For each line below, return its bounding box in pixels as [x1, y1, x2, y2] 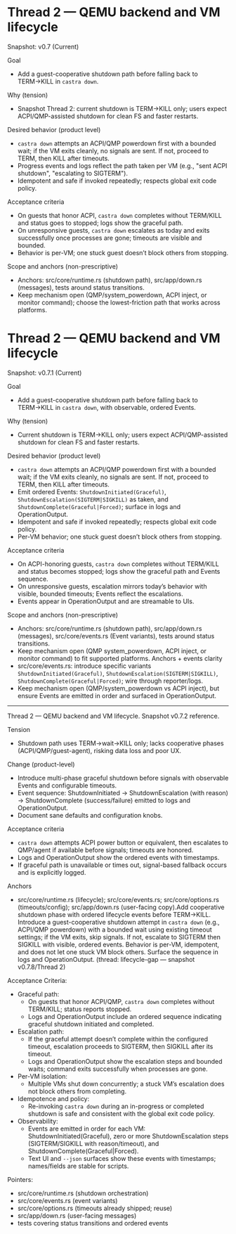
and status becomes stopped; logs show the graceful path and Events [17, 567, 221, 575]
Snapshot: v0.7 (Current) [7, 42, 79, 51]
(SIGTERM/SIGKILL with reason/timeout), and [27, 1139, 159, 1148]
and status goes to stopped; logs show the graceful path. [17, 219, 184, 227]
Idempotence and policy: [17, 1094, 90, 1103]
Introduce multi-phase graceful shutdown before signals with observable [17, 773, 229, 782]
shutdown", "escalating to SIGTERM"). [17, 169, 129, 177]
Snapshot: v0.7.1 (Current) [7, 368, 82, 377]
